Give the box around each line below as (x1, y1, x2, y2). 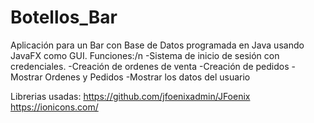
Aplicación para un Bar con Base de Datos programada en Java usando (10, 39, 305, 51)
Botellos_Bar (10, 6, 118, 29)
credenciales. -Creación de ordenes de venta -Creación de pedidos (10, 60, 290, 72)
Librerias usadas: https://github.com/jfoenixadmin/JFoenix (10, 90, 251, 102)
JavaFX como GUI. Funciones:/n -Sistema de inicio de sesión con (10, 49, 280, 61)
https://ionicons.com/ (10, 101, 99, 113)
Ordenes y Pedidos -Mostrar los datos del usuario (44, 71, 251, 83)
